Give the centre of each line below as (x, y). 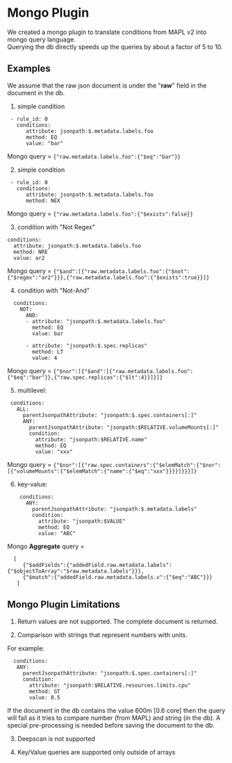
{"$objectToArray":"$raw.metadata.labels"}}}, (76, 571)
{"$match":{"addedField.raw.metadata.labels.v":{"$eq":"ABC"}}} (118, 577)
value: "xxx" (54, 452)
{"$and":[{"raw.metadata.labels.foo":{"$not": (122, 271)
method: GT (44, 691)
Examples (29, 68)
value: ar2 (29, 258)
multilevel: (32, 390)
